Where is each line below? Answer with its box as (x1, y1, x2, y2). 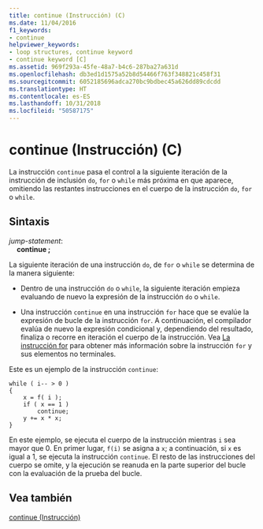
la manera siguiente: (9, 268, 75, 277)
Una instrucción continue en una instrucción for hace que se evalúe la (20, 307, 250, 317)
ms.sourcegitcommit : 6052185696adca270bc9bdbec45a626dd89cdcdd (9, 77, 221, 85)
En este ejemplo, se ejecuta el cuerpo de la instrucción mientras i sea (9, 435, 236, 445)
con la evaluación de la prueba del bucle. (9, 468, 143, 478)
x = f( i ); (23, 393, 62, 401)
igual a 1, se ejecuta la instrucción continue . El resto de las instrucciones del (9, 452, 255, 461)
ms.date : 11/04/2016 (9, 19, 77, 27)
